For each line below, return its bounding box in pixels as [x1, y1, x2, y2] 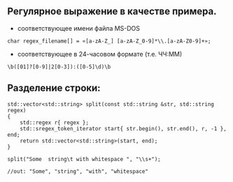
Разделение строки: [7, 82, 101, 94]
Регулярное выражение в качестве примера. [7, 6, 217, 17]
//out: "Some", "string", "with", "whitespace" [7, 167, 149, 175]
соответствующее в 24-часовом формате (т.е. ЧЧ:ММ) [17, 50, 183, 58]
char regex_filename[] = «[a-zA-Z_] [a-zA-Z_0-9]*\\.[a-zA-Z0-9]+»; [7, 38, 211, 45]
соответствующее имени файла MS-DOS [17, 24, 141, 32]
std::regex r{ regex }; [20, 119, 90, 126]
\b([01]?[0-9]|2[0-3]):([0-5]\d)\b [7, 63, 111, 70]
